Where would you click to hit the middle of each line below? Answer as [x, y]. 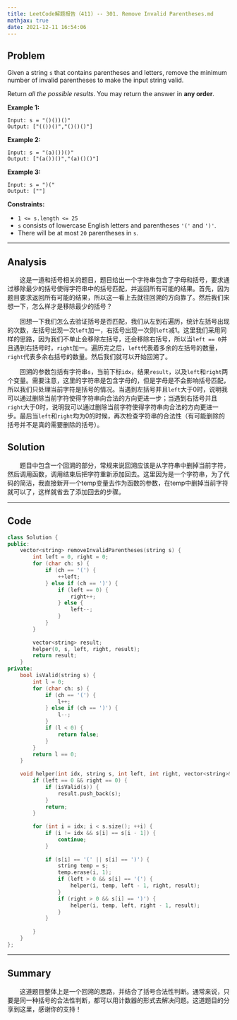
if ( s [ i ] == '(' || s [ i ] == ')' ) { [97, 860]
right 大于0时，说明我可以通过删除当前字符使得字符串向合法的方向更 [107, 407]
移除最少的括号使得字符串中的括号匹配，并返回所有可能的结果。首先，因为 [121, 288]
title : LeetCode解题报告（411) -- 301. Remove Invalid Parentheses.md [110, 14]
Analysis [27, 262]
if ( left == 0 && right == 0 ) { [80, 780]
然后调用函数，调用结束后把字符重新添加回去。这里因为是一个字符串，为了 [115, 474]
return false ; [78, 734]
